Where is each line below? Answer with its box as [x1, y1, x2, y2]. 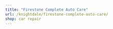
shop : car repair [5, 16, 41, 21]
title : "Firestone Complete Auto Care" [5, 7, 88, 12]
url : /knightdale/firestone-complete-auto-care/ [5, 12, 108, 17]
